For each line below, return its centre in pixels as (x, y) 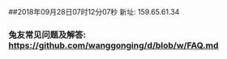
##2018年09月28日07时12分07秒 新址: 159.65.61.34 (94, 12)
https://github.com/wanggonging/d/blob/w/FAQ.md (113, 45)
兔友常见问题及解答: (47, 35)
